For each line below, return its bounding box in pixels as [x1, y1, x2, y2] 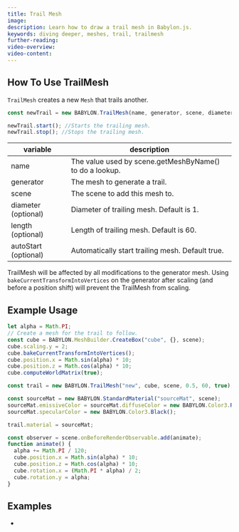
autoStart [11, 241, 43, 251]
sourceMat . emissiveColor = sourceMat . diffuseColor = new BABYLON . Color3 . [7, 402, 231, 409]
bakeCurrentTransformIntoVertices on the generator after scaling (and [7, 276, 213, 285]
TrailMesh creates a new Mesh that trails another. [7, 95, 149, 104]
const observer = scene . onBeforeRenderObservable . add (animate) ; [7, 434, 202, 442]
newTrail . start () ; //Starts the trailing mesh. [7, 122, 152, 129]
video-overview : [7, 43, 55, 51]
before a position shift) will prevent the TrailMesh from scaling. [7, 283, 191, 292]
